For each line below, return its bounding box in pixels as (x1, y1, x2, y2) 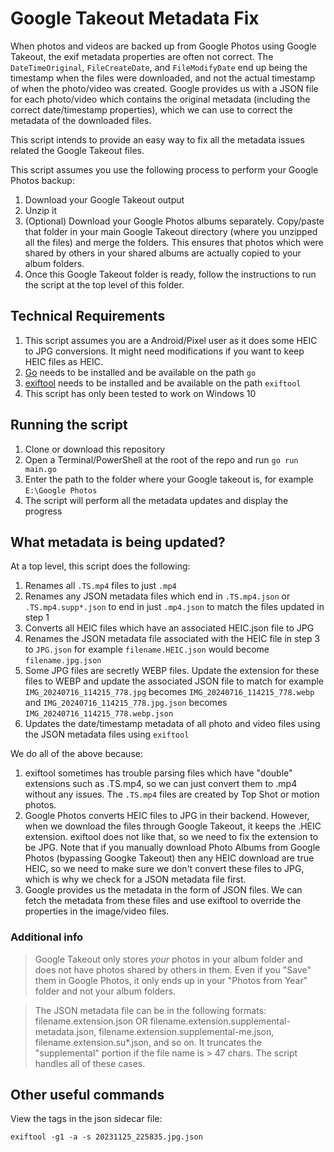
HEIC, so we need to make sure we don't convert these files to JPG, (24, 863, 305, 875)
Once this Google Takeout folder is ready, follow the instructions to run (24, 268, 317, 280)
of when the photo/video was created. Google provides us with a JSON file (10, 82, 319, 94)
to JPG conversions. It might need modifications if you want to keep (24, 345, 305, 357)
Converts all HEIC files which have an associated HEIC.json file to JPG (24, 622, 315, 634)
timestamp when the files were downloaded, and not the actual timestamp (10, 72, 316, 84)
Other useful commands (10, 1087, 165, 1104)
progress (24, 505, 63, 517)
